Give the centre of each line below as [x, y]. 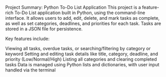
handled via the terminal [30, 70]
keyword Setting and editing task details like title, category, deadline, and [82, 54]
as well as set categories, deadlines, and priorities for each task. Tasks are [83, 23]
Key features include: [27, 38]
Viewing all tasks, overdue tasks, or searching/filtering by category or [78, 48]
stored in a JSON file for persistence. [44, 29]
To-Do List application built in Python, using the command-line [80, 13]
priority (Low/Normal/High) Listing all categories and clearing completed [81, 59]
